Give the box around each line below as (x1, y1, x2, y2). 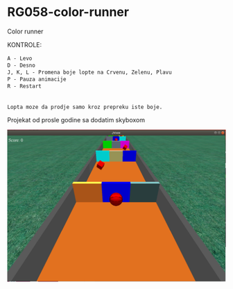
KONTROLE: (7, 40, 42, 49)
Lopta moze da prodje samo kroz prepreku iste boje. (7, 104, 163, 110)
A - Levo (7, 55, 33, 62)
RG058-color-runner (7, 4, 130, 20)
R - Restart (7, 83, 42, 90)
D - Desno (7, 62, 36, 69)
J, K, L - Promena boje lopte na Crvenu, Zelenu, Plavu (7, 69, 172, 76)
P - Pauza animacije (7, 76, 67, 83)
